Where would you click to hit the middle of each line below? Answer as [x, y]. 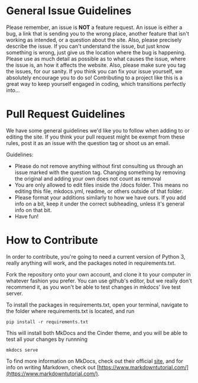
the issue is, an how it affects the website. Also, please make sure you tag [96, 65]
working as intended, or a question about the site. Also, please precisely [94, 40]
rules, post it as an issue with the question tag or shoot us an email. [88, 143]
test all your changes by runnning [47, 339]
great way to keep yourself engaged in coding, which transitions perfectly [96, 83]
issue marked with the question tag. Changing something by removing [100, 172]
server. [15, 293]
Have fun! [27, 216]
